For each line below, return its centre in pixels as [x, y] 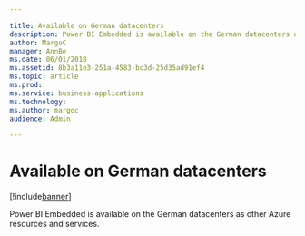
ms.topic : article [44, 77]
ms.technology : [38, 102]
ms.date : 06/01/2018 [49, 60]
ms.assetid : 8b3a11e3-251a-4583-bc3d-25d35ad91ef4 [107, 68]
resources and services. [54, 224]
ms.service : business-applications [77, 93]
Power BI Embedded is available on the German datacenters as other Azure [150, 214]
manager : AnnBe [38, 51]
